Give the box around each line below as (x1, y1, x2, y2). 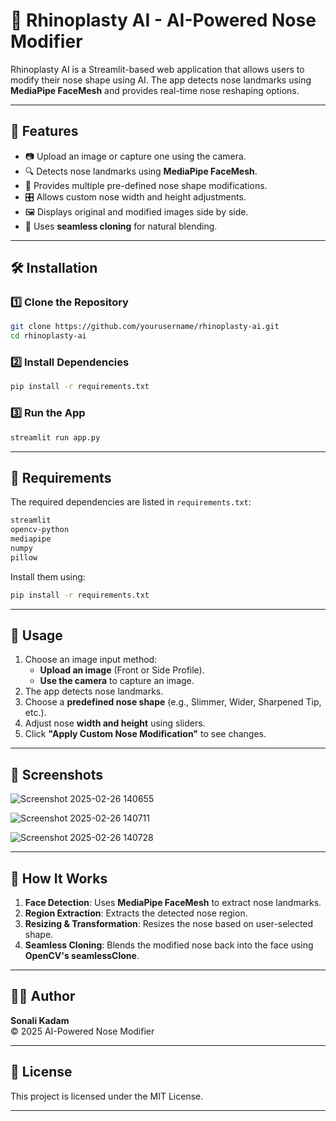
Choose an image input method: (24, 654, 158, 666)
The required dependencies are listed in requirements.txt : (10, 496, 252, 508)
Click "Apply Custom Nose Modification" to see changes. (24, 728, 267, 740)
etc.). (24, 707, 47, 719)
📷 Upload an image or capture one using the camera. (24, 150, 247, 162)
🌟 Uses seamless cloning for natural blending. (24, 220, 218, 232)
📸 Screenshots (10, 766, 104, 783)
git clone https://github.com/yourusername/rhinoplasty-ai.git (10, 322, 280, 332)
